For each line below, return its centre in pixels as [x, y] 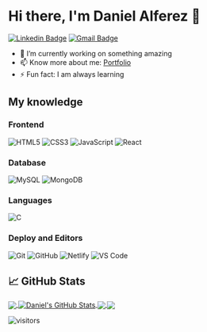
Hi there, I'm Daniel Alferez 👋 [104, 16]
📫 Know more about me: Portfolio [75, 62]
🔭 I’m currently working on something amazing [96, 53]
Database [27, 162]
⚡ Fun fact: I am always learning [72, 74]
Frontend [26, 124]
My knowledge [46, 102]
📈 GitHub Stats [47, 281]
